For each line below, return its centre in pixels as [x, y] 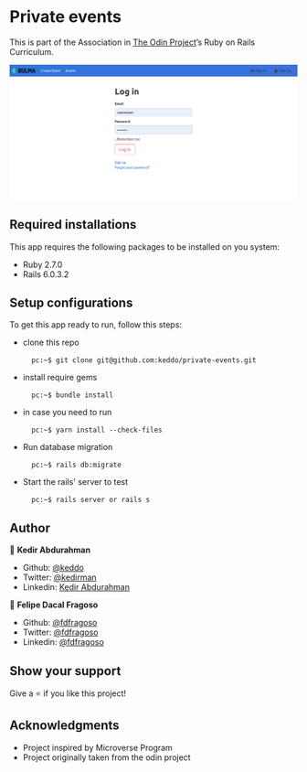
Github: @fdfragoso [60, 623]
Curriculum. [32, 51]
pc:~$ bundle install [73, 395]
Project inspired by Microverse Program [98, 747]
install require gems [60, 378]
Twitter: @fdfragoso [60, 632]
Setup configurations [71, 302]
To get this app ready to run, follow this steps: [96, 325]
